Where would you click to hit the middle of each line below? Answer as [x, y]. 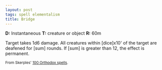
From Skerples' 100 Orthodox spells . [37, 63]
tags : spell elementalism [32, 14]
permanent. [17, 53]
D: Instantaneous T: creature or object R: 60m [53, 33]
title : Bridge [20, 19]
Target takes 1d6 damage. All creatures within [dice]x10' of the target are [81, 43]
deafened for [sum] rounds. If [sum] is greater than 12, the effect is [75, 48]
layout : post [19, 10]
